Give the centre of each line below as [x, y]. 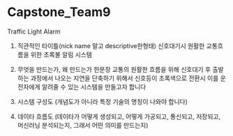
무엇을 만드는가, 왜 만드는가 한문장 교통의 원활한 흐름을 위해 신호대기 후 [114, 69]
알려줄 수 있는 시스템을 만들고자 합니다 [94, 86]
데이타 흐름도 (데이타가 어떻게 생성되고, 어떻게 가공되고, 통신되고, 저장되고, [119, 116]
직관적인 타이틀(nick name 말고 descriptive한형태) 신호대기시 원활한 [111, 45]
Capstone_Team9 [59, 12]
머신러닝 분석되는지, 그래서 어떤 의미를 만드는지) [83, 125]
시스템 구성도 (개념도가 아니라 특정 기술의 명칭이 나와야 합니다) [103, 101]
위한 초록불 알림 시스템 [61, 54]
